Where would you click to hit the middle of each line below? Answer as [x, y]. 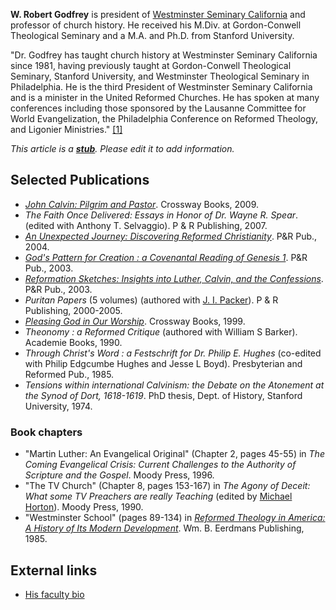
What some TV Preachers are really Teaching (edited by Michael [158, 496]
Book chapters [46, 432]
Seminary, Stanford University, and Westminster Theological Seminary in [160, 76]
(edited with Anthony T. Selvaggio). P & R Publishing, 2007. [146, 225]
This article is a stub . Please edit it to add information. [122, 148]
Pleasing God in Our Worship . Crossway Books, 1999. [135, 321]
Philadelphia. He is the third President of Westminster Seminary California [161, 87]
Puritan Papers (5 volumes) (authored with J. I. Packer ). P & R [151, 300]
